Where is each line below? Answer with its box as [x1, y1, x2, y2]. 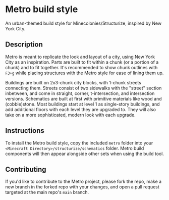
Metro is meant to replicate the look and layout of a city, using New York [5, 54, 155, 60]
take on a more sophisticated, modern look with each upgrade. [5, 112, 136, 118]
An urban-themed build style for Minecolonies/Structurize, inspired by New [5, 20, 162, 26]
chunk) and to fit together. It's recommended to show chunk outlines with [5, 64, 158, 70]
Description [5, 40, 43, 49]
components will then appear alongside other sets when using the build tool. [5, 151, 164, 157]
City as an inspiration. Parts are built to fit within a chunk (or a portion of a [5, 59, 159, 65]
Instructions [5, 126, 44, 135]
